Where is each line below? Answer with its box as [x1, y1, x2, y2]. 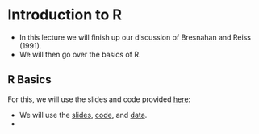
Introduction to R [7, 6, 123, 24]
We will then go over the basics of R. [19, 49, 141, 59]
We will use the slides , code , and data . [19, 110, 148, 119]
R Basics [7, 73, 52, 86]
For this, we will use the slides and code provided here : [7, 94, 191, 104]
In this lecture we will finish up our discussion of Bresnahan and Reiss [19, 32, 252, 42]
